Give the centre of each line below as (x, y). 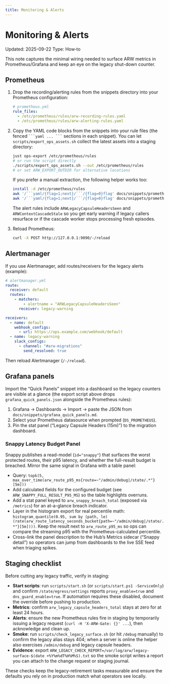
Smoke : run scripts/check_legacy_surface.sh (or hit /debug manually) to (88, 634)
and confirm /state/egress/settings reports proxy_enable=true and (83, 591)
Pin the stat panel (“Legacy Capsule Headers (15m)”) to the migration (84, 425)
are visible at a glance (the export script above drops (60, 394)
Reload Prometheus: (34, 229)
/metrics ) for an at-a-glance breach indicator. (60, 505)
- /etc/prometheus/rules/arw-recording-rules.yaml (72, 116)
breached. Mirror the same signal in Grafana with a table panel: (71, 465)
